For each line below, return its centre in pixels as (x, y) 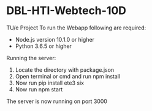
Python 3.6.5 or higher (44, 46)
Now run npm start (39, 89)
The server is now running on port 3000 (57, 101)
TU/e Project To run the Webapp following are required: (76, 28)
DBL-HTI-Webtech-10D (66, 11)
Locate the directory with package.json (65, 70)
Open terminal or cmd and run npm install (68, 76)
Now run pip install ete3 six (50, 83)
